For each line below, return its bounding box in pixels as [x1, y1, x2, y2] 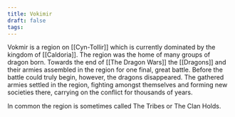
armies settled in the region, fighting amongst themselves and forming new [7, 81, 228, 89]
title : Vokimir [7, 10, 53, 18]
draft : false [7, 17, 46, 24]
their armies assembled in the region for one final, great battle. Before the [7, 65, 223, 74]
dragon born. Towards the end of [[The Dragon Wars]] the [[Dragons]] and [7, 58, 226, 67]
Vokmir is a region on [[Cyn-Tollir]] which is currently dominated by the [7, 43, 216, 52]
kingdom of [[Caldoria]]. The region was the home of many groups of [7, 50, 211, 59]
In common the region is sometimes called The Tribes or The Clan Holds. [7, 102, 221, 111]
